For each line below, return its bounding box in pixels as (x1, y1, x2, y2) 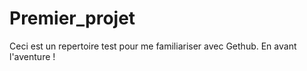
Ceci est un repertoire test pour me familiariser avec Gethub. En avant (9, 40, 297, 52)
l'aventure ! (9, 50, 56, 62)
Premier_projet (9, 7, 136, 30)
